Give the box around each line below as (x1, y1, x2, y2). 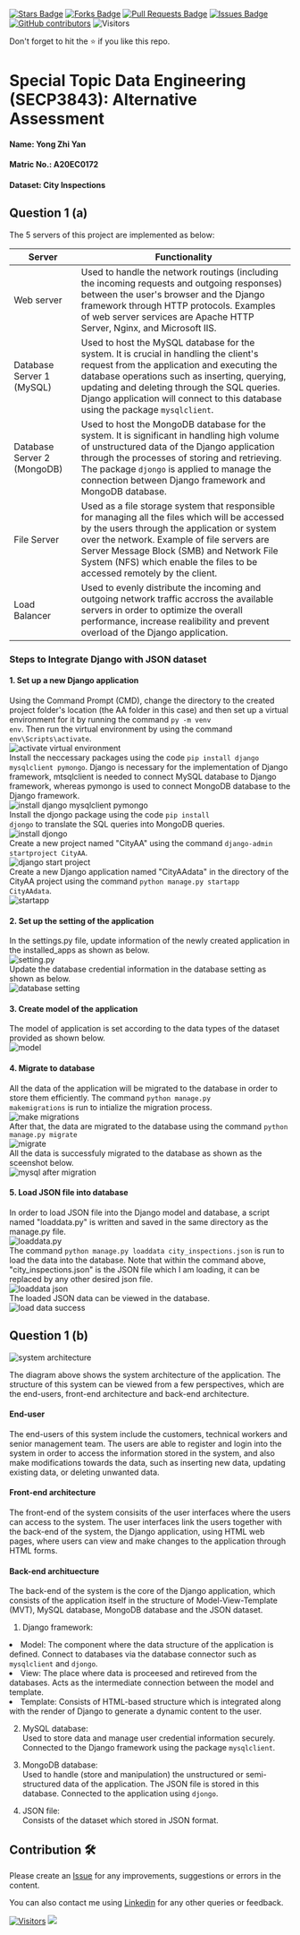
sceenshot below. (9, 1157, 74, 1168)
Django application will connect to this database (80, 392, 282, 405)
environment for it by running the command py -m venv (9, 714, 212, 724)
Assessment (9, 108, 104, 129)
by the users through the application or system (80, 522, 277, 535)
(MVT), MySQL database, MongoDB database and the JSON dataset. (9, 1605, 263, 1615)
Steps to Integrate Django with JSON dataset (9, 653, 207, 665)
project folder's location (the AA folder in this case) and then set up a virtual (9, 704, 288, 715)
